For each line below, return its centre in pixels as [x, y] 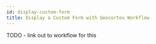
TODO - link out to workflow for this [51, 35]
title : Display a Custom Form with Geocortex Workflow [78, 18]
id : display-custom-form [38, 12]
